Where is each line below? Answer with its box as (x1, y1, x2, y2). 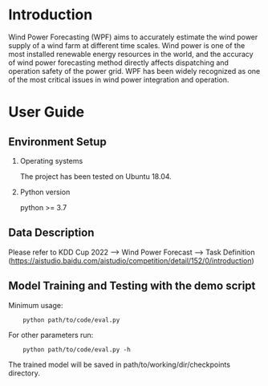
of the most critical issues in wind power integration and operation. (8, 75, 229, 84)
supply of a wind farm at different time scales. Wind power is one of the (8, 40, 246, 50)
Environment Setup (8, 135, 107, 148)
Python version (19, 187, 71, 197)
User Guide (8, 103, 85, 121)
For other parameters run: (8, 330, 94, 339)
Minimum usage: (8, 300, 63, 310)
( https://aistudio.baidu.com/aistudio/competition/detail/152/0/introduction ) (8, 255, 254, 266)
